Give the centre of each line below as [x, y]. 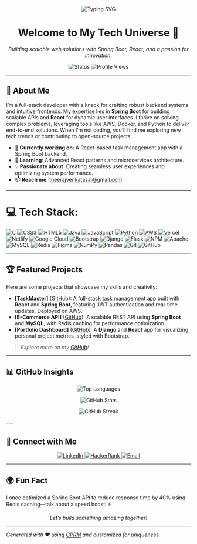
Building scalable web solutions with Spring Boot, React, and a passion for [98, 49]
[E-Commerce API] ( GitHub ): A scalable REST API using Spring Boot [98, 317]
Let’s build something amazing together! [98, 518]
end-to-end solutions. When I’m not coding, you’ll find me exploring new [94, 130]
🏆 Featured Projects [45, 270]
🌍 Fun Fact [27, 480]
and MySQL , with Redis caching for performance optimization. [90, 323]
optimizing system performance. [54, 173]
